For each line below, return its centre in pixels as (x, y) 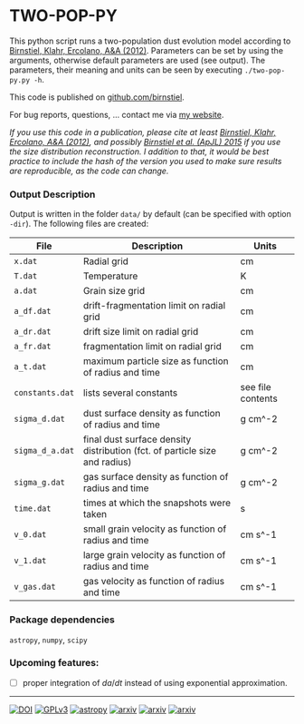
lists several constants (130, 393)
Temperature (110, 276)
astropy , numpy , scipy (48, 640)
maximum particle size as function (156, 361)
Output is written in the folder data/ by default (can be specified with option (150, 214)
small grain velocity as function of (155, 529)
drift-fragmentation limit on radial (154, 306)
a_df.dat (33, 311)
